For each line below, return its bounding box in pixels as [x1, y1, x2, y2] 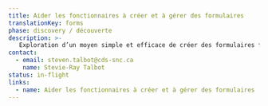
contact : [8, 49, 37, 57]
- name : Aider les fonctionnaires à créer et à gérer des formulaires [15, 85, 255, 94]
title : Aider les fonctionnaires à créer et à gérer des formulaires [8, 11, 245, 20]
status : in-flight [8, 71, 69, 79]
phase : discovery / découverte [8, 26, 112, 34]
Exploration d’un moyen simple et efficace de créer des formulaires [18, 41, 255, 49]
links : [8, 78, 30, 86]
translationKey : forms [8, 19, 84, 27]
